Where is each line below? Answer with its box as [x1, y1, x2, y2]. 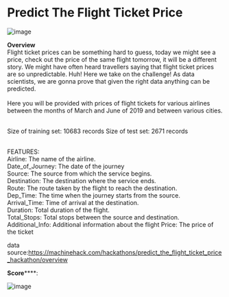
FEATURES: [7, 147, 40, 156]
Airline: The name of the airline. [7, 154, 96, 163]
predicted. [7, 84, 36, 93]
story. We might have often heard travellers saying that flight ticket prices [7, 62, 215, 71]
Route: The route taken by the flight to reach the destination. [7, 184, 178, 192]
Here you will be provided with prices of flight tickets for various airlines [7, 99, 210, 107]
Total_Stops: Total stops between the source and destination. [7, 213, 180, 221]
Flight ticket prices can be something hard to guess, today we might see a [7, 48, 216, 56]
